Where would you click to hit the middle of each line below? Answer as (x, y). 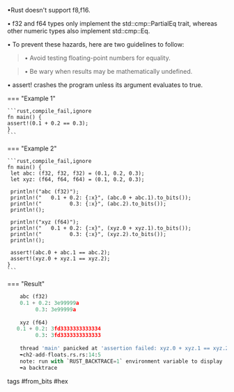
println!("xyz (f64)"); (45, 222)
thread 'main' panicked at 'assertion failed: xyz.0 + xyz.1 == (115, 348)
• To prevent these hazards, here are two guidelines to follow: (96, 44)
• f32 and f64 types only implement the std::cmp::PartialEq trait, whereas (112, 23)
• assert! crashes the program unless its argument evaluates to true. (105, 85)
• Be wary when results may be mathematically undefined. (108, 71)
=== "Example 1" (31, 98)
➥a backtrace (39, 368)
